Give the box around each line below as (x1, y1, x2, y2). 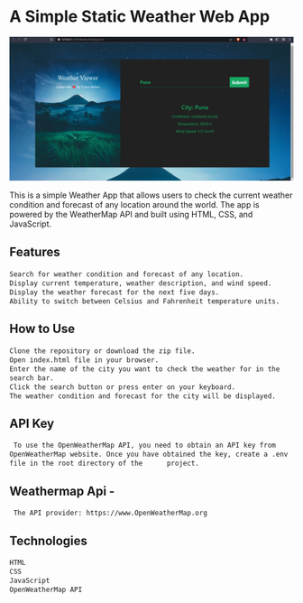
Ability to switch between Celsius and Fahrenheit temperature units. (9, 296, 280, 306)
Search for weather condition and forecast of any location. (9, 269, 244, 279)
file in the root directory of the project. (9, 459, 200, 468)
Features (9, 245, 60, 260)
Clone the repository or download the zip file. (9, 346, 196, 356)
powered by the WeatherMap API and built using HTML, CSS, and (9, 209, 253, 219)
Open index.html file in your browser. (9, 355, 160, 365)
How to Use (9, 321, 76, 337)
